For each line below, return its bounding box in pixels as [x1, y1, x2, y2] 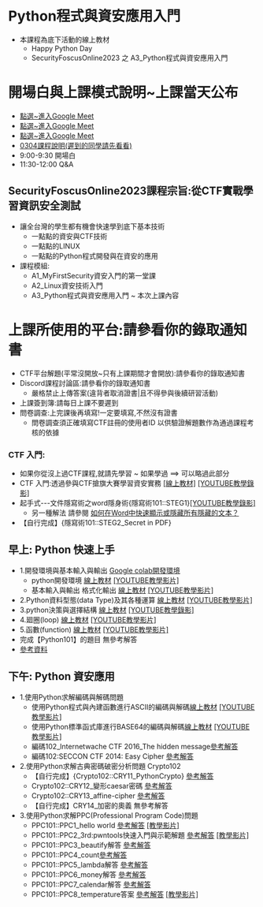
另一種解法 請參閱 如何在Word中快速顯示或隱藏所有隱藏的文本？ [31, 508, 239, 517]
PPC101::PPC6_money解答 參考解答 [31, 869, 146, 879]
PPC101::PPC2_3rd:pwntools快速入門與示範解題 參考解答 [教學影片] [31, 830, 250, 840]
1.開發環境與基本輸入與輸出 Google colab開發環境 [19, 565, 180, 575]
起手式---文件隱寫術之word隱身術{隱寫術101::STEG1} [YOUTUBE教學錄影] [19, 498, 256, 507]
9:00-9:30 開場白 [19, 151, 76, 160]
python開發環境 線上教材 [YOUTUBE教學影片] [31, 575, 180, 584]
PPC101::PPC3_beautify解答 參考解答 [31, 840, 151, 849]
